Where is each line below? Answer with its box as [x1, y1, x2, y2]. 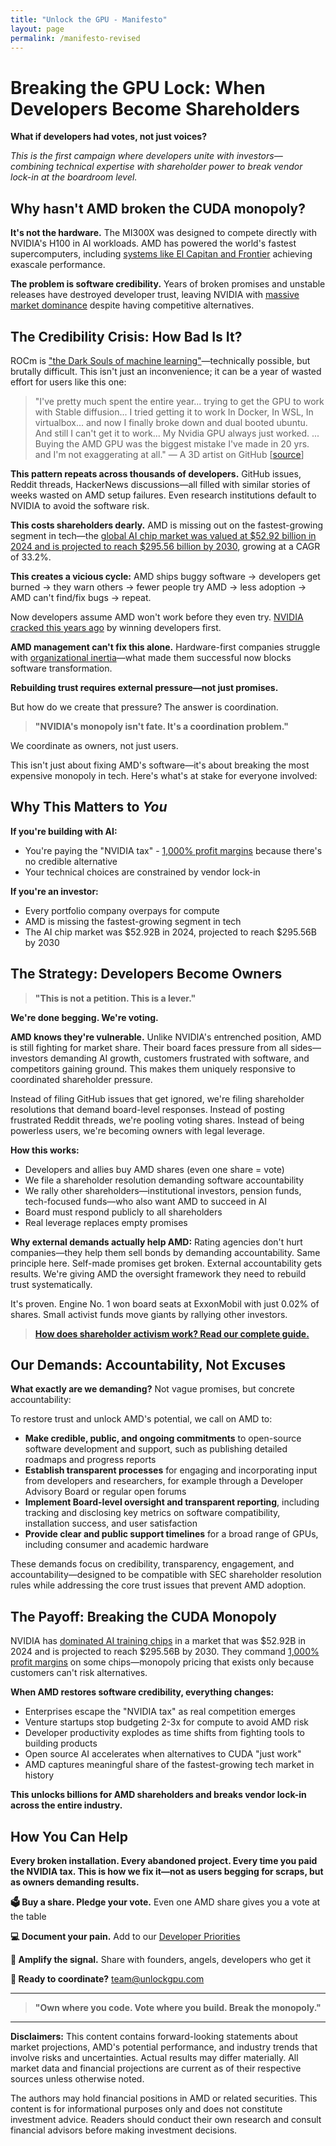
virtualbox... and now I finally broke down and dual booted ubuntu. [34, 416, 308, 428]
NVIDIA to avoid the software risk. [10, 499, 150, 511]
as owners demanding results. [10, 1876, 140, 1888]
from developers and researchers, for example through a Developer [24, 1475, 304, 1487]
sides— [290, 1041, 322, 1053]
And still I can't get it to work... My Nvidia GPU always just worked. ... [34, 427, 320, 439]
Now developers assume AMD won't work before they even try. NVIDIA [10, 611, 304, 623]
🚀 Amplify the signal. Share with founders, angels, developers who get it [10, 1954, 311, 1965]
